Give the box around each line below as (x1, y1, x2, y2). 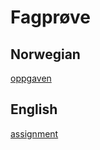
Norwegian (10, 46, 81, 63)
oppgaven (10, 72, 52, 84)
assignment (10, 127, 59, 140)
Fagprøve (10, 6, 91, 29)
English (10, 101, 58, 118)
